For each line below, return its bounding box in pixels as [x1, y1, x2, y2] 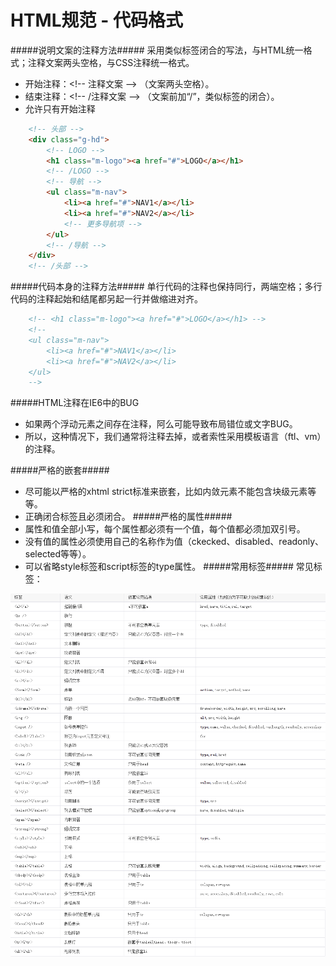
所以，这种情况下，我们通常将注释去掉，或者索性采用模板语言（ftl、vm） [24, 431, 322, 443]
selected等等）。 [24, 548, 92, 560]
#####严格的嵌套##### [10, 464, 110, 476]
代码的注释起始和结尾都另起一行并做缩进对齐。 [10, 293, 203, 305]
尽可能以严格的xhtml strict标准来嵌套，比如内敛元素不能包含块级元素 [24, 486, 308, 498]
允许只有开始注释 [24, 102, 96, 115]
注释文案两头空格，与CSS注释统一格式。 [27, 56, 195, 68]
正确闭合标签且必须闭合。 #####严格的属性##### [24, 511, 233, 523]
